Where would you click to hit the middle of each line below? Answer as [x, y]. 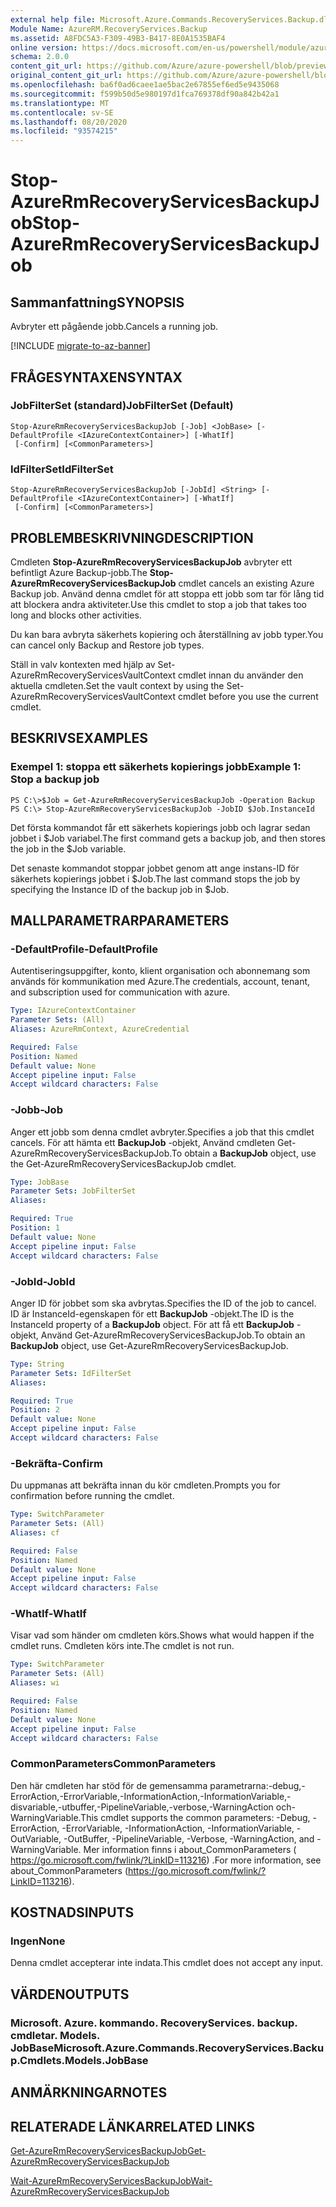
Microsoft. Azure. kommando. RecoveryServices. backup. [154, 2023]
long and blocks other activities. [76, 615]
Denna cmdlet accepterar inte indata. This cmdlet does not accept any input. [166, 1963]
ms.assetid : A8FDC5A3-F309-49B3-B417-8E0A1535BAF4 [118, 38]
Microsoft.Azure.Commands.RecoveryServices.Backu [189, 2048]
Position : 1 [35, 1228]
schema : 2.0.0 [40, 57]
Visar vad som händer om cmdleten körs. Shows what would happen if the [162, 1635]
